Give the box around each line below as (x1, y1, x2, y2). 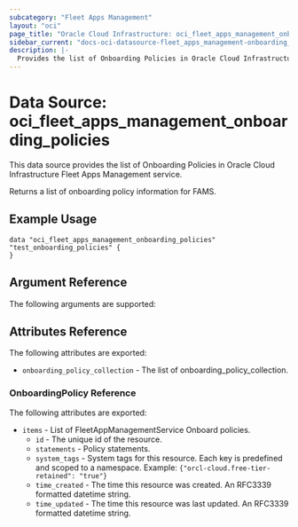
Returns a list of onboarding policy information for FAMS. (9, 185, 217, 196)
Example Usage (9, 212, 98, 227)
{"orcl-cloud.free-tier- (178, 463, 271, 473)
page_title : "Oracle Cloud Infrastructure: (9, 29, 173, 38)
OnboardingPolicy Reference (9, 387, 137, 399)
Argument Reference (9, 275, 128, 290)
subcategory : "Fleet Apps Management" (9, 12, 153, 22)
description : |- (9, 46, 69, 55)
